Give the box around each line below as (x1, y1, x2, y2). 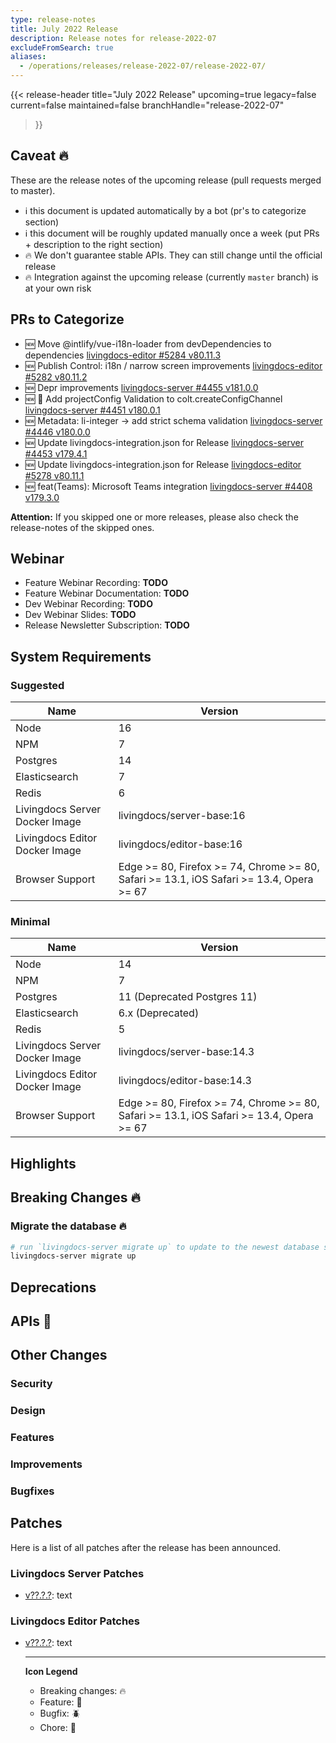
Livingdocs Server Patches (10, 1566, 145, 1580)
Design (10, 1404, 46, 1418)
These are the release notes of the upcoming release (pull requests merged (10, 174, 322, 186)
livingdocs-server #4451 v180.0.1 (24, 404, 161, 416)
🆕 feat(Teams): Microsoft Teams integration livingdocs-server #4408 (24, 480, 313, 492)
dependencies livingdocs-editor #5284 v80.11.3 (24, 349, 222, 361)
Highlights (10, 1155, 77, 1172)
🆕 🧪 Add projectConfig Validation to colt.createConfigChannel (24, 392, 283, 405)
